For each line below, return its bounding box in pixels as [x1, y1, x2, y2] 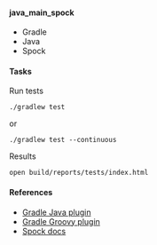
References [9, 187, 53, 197]
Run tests [9, 85, 44, 97]
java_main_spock [9, 7, 75, 18]
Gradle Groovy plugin [21, 216, 100, 226]
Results [9, 151, 37, 162]
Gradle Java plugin [21, 207, 91, 217]
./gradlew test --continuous [9, 136, 117, 145]
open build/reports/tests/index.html [9, 169, 149, 178]
